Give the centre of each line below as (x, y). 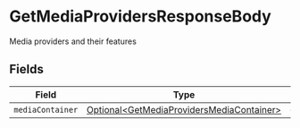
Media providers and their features (73, 41)
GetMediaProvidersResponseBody (141, 17)
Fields (27, 69)
